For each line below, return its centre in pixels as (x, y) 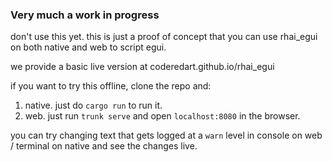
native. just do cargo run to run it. (93, 105)
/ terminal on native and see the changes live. (104, 146)
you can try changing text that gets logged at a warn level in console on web (166, 135)
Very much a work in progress (85, 15)
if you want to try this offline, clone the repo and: (111, 86)
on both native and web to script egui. (88, 47)
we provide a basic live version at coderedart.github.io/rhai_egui (142, 67)
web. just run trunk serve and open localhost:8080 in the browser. (162, 116)
